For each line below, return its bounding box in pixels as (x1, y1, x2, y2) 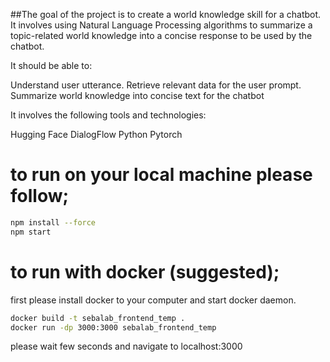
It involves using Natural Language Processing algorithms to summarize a (10, 19, 313, 31)
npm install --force (10, 217, 97, 228)
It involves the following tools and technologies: (10, 109, 207, 121)
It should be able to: (10, 60, 93, 71)
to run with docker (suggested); (10, 260, 280, 283)
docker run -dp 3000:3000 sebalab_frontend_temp (10, 322, 217, 333)
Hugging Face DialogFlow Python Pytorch (10, 129, 183, 140)
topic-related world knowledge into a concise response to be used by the (10, 30, 313, 41)
